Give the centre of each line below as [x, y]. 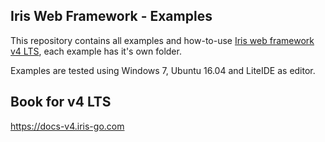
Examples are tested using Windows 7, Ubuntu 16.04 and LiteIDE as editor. [163, 70]
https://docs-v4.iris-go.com [67, 126]
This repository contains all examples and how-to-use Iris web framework [162, 40]
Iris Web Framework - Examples [111, 16]
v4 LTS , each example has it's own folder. [96, 51]
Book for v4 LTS [61, 102]
